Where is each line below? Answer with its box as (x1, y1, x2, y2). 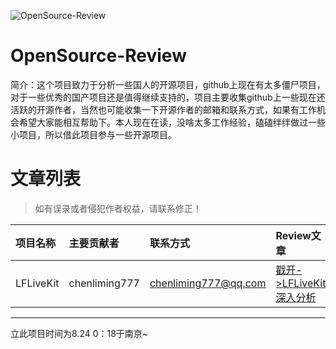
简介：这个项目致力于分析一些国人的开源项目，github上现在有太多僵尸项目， (10, 78, 326, 90)
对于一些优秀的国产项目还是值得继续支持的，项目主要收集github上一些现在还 (10, 91, 326, 103)
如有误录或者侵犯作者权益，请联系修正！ (34, 202, 202, 214)
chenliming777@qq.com (149, 276, 267, 290)
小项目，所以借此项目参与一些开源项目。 (10, 128, 177, 140)
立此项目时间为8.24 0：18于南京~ (10, 327, 149, 339)
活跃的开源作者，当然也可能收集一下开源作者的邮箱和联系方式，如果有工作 (10, 103, 317, 115)
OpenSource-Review (10, 45, 187, 67)
